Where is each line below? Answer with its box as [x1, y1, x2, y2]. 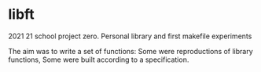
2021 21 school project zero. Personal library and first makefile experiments [8, 31, 252, 41]
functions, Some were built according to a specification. [8, 55, 189, 64]
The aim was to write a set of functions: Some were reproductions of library [8, 46, 253, 56]
